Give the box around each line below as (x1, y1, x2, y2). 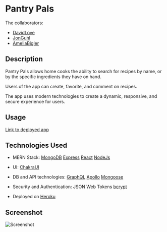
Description (5, 55, 43, 64)
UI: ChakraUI (12, 164, 39, 170)
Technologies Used (5, 141, 67, 149)
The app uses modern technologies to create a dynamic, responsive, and (5, 93, 157, 99)
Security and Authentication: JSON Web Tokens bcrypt (12, 184, 127, 190)
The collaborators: (5, 20, 44, 26)
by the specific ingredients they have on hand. (5, 74, 102, 80)
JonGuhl (12, 35, 30, 41)
